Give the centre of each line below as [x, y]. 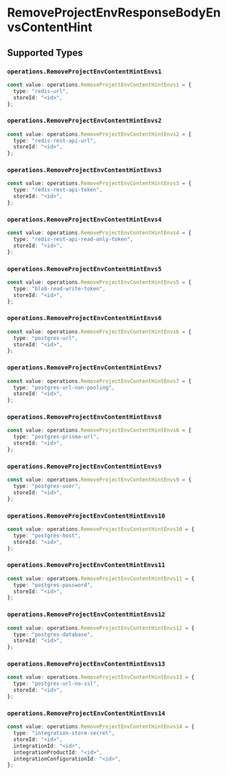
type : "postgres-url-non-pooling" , [64, 387]
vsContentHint [50, 27]
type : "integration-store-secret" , [64, 733]
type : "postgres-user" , [47, 487]
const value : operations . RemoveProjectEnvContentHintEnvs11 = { [101, 578]
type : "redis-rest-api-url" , [55, 140]
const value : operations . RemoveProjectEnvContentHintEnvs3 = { [99, 184]
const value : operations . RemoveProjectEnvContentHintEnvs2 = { [99, 134]
